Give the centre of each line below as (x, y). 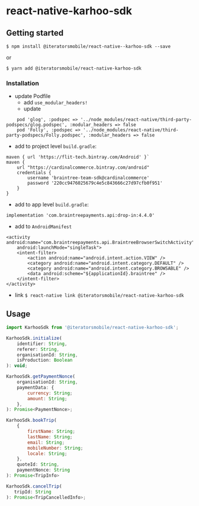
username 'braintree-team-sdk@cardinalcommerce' (89, 178)
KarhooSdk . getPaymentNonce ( (41, 377)
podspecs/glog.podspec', (37, 125)
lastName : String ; (50, 437)
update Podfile (33, 96)
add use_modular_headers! (55, 103)
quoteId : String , (38, 464)
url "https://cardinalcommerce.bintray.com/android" (83, 167)
